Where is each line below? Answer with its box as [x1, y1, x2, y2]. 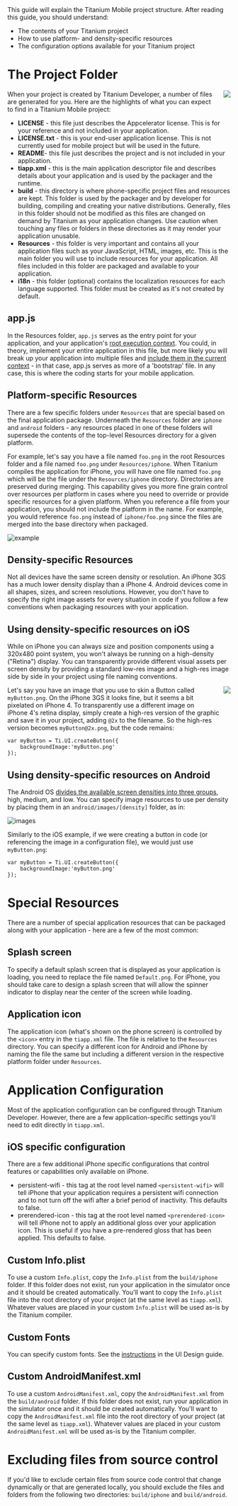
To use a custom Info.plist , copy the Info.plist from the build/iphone [7, 1273, 218, 1281]
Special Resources [7, 895, 119, 911]
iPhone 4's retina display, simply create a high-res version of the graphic [7, 708, 220, 717]
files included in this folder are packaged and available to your [17, 261, 200, 270]
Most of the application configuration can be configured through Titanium [7, 1105, 222, 1114]
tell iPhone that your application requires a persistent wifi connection [17, 1189, 218, 1197]
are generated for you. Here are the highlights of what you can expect [7, 97, 211, 106]
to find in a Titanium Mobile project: [7, 105, 111, 113]
